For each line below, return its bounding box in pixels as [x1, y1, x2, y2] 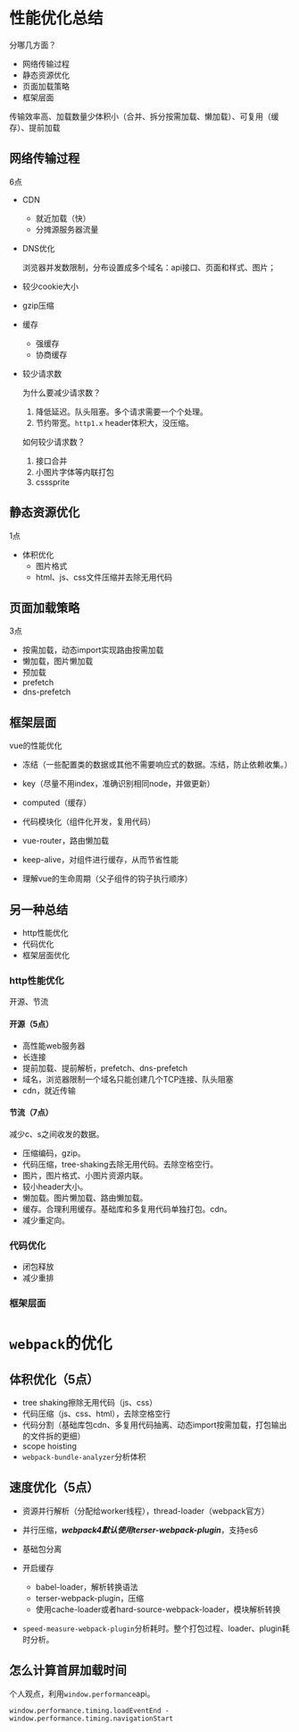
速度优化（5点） [9, 1480, 100, 1495]
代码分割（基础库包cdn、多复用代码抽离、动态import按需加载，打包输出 [21, 1419, 287, 1430]
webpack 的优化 [9, 1334, 113, 1354]
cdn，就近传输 [21, 1084, 76, 1096]
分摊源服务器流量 [35, 224, 99, 234]
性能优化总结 [9, 8, 104, 29]
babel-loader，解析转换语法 [35, 1581, 138, 1592]
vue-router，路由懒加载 [21, 836, 110, 846]
